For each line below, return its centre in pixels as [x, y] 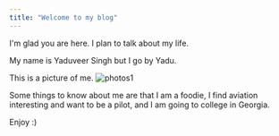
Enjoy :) [23, 122]
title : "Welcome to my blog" [63, 17]
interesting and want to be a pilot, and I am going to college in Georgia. [139, 105]
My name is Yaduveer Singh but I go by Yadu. [93, 60]
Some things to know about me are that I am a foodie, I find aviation [134, 95]
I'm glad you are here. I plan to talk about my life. [99, 43]
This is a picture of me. [51, 78]
